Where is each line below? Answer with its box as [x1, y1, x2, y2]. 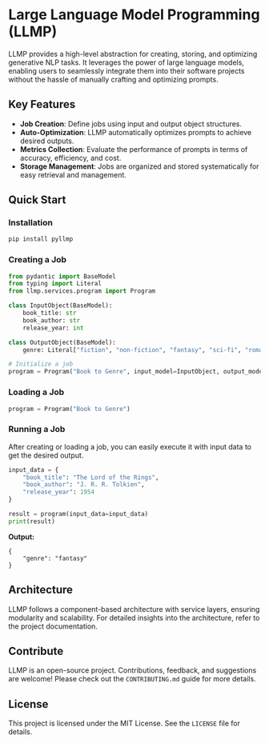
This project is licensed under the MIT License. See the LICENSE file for [8, 718, 240, 729]
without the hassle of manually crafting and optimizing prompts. [8, 74, 219, 84]
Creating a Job [8, 254, 66, 266]
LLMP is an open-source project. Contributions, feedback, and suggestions [8, 665, 257, 675]
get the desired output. [8, 450, 84, 460]
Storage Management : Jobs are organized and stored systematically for [19, 162, 259, 171]
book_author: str [22, 316, 81, 325]
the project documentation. [8, 621, 98, 631]
